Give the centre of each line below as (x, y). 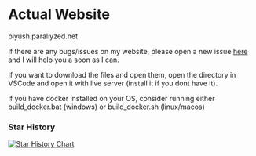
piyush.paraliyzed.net (43, 36)
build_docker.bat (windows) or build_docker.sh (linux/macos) (107, 107)
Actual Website (59, 15)
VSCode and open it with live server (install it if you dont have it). (113, 83)
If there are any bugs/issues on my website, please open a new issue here (128, 51)
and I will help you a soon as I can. (64, 60)
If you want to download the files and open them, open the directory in (122, 74)
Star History (32, 127)
